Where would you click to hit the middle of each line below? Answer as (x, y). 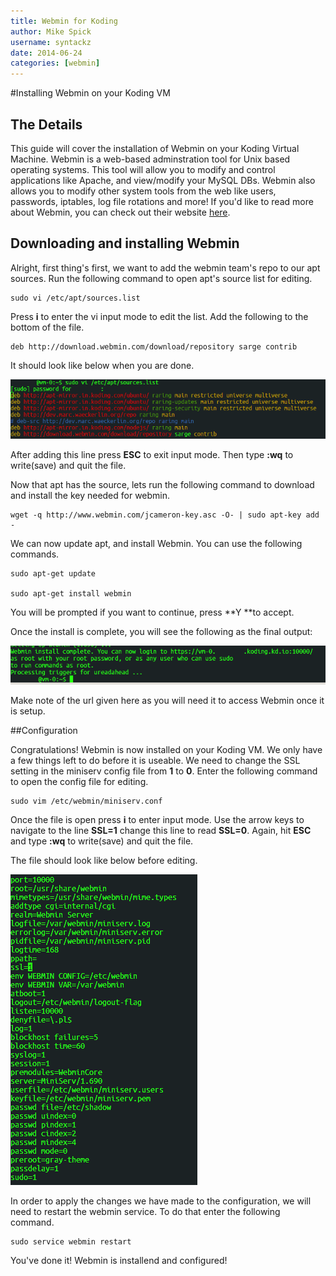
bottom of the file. (47, 327)
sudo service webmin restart (71, 1241)
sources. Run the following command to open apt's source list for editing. (161, 278)
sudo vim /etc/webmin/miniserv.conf (86, 801)
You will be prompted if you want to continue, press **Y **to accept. (152, 612)
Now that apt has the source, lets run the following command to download (162, 484)
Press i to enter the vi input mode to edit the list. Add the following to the (159, 316)
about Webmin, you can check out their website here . (120, 212)
